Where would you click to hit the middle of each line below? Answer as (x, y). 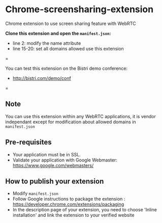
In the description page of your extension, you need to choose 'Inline (85, 210)
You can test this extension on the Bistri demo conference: (67, 68)
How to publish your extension (55, 181)
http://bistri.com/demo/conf (42, 78)
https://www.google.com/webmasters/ (53, 165)
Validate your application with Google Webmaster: (65, 160)
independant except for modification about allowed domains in (71, 122)
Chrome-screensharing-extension (79, 9)
